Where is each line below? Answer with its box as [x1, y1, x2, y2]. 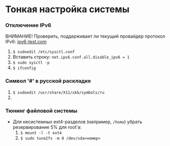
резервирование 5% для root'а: [12, 124, 82, 130]
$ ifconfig [12, 66, 36, 71]
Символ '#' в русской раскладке [5, 77, 91, 84]
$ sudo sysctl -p [12, 60, 50, 66]
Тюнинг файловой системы [5, 107, 78, 114]
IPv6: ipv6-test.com [5, 39, 47, 45]
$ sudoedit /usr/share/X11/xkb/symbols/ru [12, 90, 105, 95]
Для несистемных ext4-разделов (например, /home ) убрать [12, 119, 142, 125]
